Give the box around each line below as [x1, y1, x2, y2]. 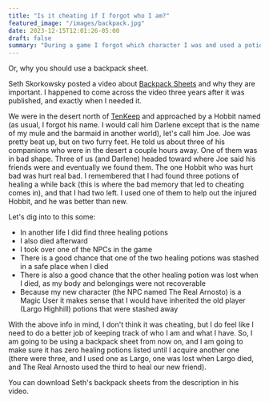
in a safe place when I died [19, 262, 109, 271]
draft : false [8, 34, 52, 42]
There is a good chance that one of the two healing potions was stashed [19, 253, 259, 263]
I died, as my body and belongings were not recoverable [19, 279, 207, 288]
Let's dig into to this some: [8, 212, 96, 222]
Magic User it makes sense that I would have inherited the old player [19, 295, 246, 305]
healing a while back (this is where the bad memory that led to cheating [8, 179, 244, 189]
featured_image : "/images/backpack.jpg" [8, 19, 146, 27]
